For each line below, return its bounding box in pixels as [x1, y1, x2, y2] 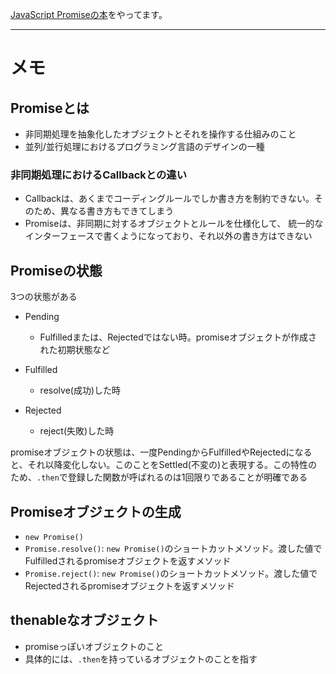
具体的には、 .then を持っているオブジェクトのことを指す [24, 653, 258, 665]
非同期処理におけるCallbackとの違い [10, 168, 188, 182]
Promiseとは [10, 99, 90, 117]
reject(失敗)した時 [39, 425, 115, 437]
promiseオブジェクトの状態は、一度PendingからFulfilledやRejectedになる [10, 446, 313, 458]
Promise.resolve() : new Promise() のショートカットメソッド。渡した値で [24, 542, 323, 554]
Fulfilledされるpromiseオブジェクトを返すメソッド [24, 554, 232, 567]
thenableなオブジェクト [10, 612, 160, 629]
